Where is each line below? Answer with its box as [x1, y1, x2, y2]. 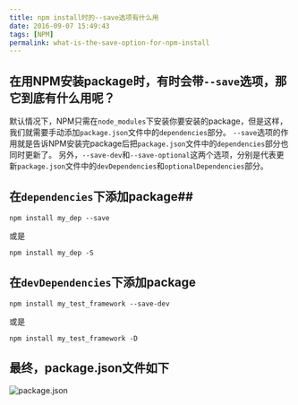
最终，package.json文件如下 [9, 360, 170, 376]
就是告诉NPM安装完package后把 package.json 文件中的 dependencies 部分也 [16, 138, 289, 149]
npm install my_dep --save [9, 213, 110, 222]
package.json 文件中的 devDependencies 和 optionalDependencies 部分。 [17, 160, 268, 171]
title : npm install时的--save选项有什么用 [9, 13, 159, 22]
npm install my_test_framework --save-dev [9, 299, 170, 308]
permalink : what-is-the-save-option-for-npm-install [9, 38, 210, 47]
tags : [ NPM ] [9, 30, 54, 39]
